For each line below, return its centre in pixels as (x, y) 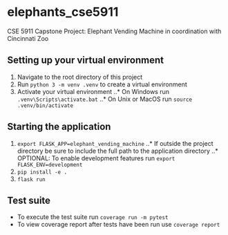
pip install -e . (42, 172)
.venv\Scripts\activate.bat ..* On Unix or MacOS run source (104, 99)
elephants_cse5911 (63, 12)
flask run (31, 179)
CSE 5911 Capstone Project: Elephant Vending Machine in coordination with (114, 31)
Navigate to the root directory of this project (80, 77)
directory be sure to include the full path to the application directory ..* (118, 151)
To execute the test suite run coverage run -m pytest (93, 217)
